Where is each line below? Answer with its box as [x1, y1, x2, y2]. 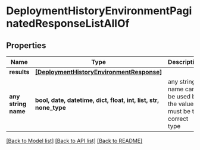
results [9, 68, 30, 76]
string [9, 100, 27, 108]
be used [167, 92, 191, 100]
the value [167, 100, 194, 108]
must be [167, 107, 191, 115]
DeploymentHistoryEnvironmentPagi [6, 4, 192, 18]
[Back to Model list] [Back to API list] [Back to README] [6, 138, 143, 144]
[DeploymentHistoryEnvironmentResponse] [35, 68, 162, 76]
